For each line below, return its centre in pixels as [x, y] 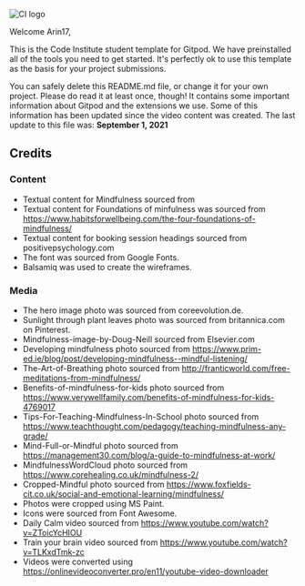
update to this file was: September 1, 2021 [89, 125]
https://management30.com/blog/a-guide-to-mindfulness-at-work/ [149, 455]
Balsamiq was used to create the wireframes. [107, 267]
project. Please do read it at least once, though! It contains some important [149, 96]
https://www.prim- [227, 349]
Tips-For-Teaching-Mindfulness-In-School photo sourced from [141, 416]
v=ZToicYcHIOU [52, 532]
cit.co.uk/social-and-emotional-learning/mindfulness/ [123, 494]
